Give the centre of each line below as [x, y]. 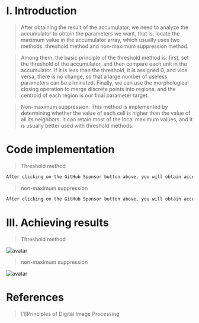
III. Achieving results [58, 222]
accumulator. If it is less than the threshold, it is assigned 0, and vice [104, 70]
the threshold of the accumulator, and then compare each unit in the [104, 64]
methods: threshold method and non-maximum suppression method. [105, 46]
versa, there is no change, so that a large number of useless [94, 76]
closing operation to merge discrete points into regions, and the [98, 89]
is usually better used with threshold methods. [77, 125]
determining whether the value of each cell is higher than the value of [105, 113]
